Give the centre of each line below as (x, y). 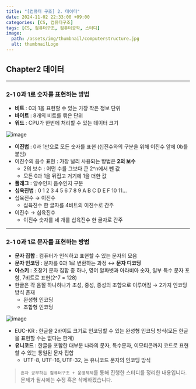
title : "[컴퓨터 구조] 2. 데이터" (43, 11)
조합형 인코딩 (38, 307)
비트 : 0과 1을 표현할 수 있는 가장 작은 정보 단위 (67, 108)
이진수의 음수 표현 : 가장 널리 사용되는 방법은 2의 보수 (75, 161)
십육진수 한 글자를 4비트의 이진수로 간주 (69, 205)
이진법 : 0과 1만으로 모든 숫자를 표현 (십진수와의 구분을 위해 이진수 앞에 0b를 (101, 146)
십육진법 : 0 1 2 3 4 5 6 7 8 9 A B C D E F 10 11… (71, 190)
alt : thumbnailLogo (35, 45)
